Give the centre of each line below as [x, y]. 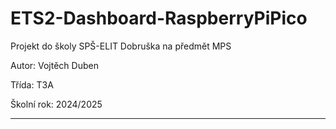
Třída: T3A [32, 84]
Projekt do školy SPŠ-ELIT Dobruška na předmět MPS [121, 46]
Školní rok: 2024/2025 [56, 104]
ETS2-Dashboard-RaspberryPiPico [159, 18]
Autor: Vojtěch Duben [54, 65]
